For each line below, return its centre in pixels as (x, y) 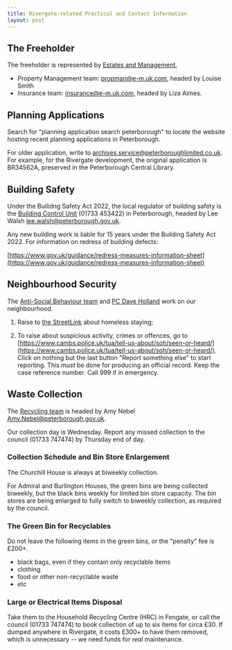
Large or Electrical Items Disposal (65, 602)
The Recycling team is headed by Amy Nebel (71, 411)
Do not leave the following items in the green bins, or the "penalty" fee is (111, 541)
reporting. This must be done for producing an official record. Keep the (118, 365)
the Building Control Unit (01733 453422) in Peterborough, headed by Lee (113, 213)
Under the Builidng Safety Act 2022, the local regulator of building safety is (114, 206)
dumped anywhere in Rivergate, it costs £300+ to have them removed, (108, 632)
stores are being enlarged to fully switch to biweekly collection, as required (114, 501)
